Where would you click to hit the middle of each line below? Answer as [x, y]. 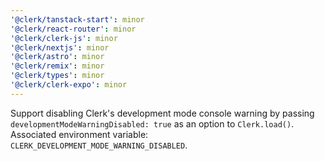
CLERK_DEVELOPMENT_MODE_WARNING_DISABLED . [99, 145]
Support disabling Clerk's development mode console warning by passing [162, 113]
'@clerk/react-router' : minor [73, 29]
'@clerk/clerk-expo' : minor [69, 85]
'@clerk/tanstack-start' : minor [77, 19]
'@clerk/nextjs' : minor [60, 47]
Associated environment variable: [79, 134]
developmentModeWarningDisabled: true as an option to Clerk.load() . [152, 123]
